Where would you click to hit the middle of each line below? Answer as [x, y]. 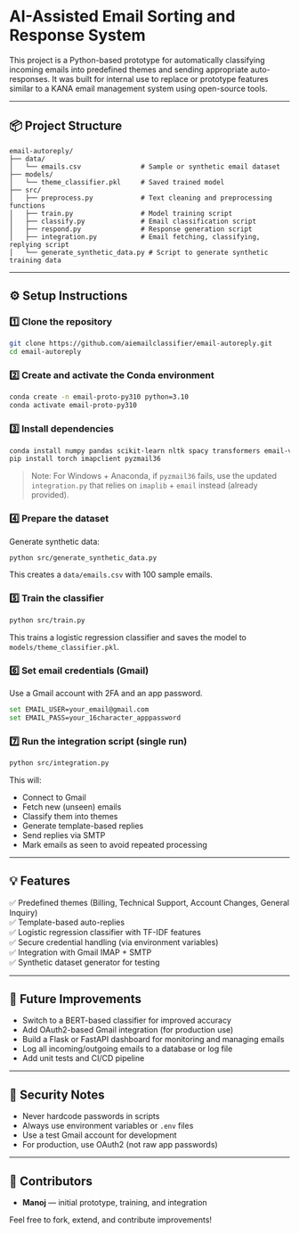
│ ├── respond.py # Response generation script [131, 229]
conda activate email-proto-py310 [73, 406]
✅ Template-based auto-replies [67, 922]
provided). [50, 495]
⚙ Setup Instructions [69, 296]
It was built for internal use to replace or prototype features [160, 78]
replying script [39, 244]
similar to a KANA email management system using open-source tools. [139, 88]
